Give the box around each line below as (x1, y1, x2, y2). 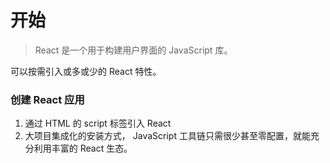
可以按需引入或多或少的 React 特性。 (10, 65, 162, 77)
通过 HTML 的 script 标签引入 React (24, 117, 172, 130)
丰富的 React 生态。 (51, 142, 133, 155)
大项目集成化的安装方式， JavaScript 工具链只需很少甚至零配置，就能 (24, 130, 311, 142)
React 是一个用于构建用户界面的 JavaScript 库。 (34, 44, 233, 56)
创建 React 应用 (10, 92, 85, 106)
